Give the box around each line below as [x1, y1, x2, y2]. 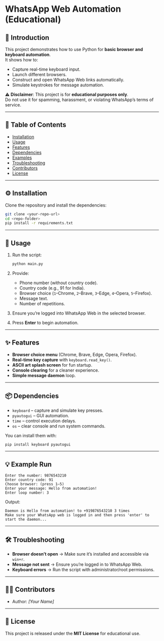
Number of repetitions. [19, 300, 65, 306]
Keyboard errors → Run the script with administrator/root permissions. [12, 567, 155, 573]
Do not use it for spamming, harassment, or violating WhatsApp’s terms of [5, 97, 154, 103]
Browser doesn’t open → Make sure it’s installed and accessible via [12, 551, 149, 557]
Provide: [12, 270, 29, 276]
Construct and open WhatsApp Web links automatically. [12, 77, 124, 82]
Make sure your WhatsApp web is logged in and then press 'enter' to [5, 513, 150, 518]
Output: [5, 499, 20, 505]
